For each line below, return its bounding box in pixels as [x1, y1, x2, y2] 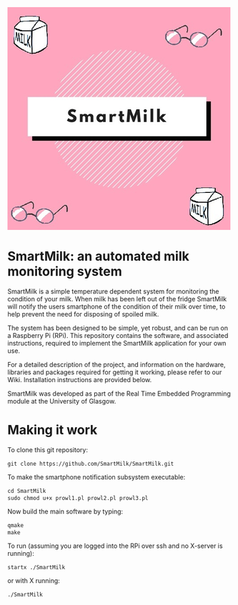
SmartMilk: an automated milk [7, 249, 189, 264]
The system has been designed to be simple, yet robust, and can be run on [7, 324, 229, 332]
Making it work [7, 422, 98, 439]
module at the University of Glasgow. [7, 396, 116, 405]
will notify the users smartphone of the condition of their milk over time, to [7, 302, 226, 311]
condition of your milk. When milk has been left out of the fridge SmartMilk [7, 294, 227, 303]
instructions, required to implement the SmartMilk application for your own [7, 339, 227, 347]
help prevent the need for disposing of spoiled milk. [7, 309, 159, 318]
